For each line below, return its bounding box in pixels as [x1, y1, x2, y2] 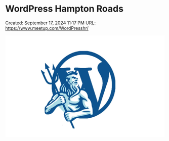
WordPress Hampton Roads [5, 3, 124, 15]
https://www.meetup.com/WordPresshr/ [5, 25, 89, 31]
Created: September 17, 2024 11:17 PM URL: [5, 20, 96, 26]
